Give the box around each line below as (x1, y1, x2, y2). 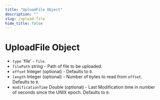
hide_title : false (5, 21, 43, 26)
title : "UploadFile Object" (5, 7, 63, 12)
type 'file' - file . (12, 58, 46, 64)
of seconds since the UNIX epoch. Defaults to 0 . (12, 89, 110, 96)
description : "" (5, 12, 38, 17)
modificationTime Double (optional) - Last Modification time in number (12, 84, 155, 90)
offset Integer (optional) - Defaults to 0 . (12, 69, 94, 75)
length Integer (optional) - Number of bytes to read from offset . (12, 74, 143, 80)
